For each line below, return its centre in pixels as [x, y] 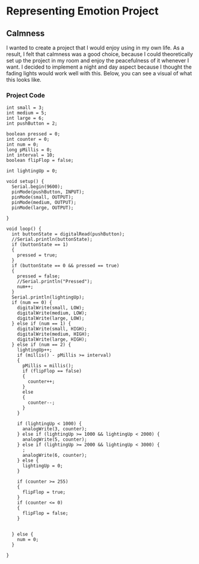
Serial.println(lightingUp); [48, 297]
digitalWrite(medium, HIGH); [54, 334]
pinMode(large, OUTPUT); [43, 208]
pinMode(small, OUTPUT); [43, 197]
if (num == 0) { [32, 303]
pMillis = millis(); [48, 366]
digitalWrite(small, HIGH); [52, 329]
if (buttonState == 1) [40, 245]
